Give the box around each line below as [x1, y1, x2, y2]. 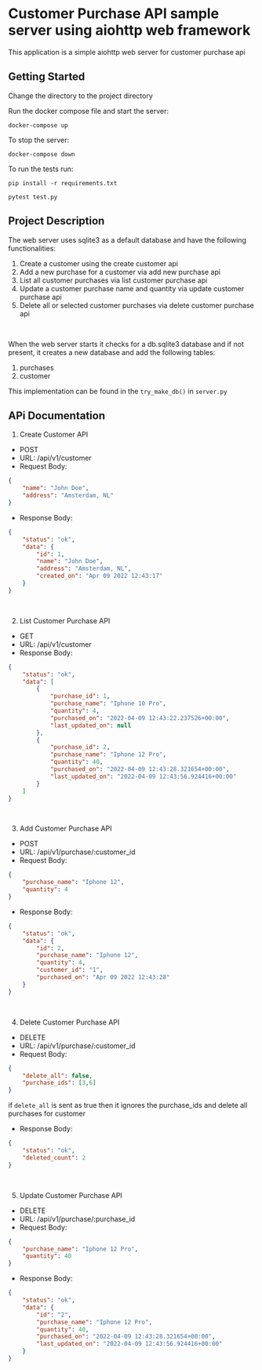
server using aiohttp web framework [8, 21, 251, 39]
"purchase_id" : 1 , [49, 692, 111, 700]
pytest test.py [8, 193, 58, 201]
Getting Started [8, 70, 86, 83]
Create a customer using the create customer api [19, 258, 179, 268]
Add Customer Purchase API [19, 824, 112, 833]
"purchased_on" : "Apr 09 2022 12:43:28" [36, 974, 170, 981]
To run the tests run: [8, 164, 74, 174]
